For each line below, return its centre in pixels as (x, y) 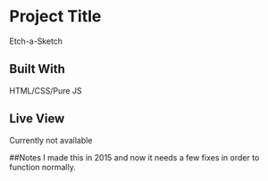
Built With (37, 69)
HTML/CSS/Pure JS (46, 90)
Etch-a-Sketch (36, 41)
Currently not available (51, 140)
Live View (37, 119)
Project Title (55, 16)
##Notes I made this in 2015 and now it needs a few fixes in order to (134, 157)
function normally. (42, 167)
